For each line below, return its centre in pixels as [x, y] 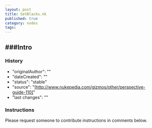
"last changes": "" [30, 97]
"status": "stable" [29, 82]
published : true [21, 18]
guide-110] [23, 92]
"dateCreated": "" [30, 77]
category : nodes [21, 23]
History [14, 61]
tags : [10, 28]
